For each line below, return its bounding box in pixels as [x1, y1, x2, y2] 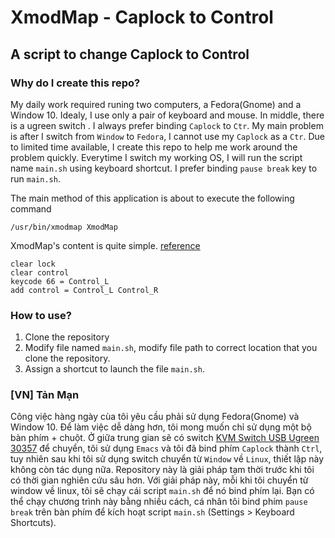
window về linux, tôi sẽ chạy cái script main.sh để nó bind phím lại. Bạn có [10, 485, 315, 497]
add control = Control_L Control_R [10, 285, 159, 295]
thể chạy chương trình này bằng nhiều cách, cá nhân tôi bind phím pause [10, 496, 308, 508]
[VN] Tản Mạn [10, 388, 80, 402]
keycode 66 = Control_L [10, 276, 110, 286]
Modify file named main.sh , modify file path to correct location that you [24, 342, 318, 354]
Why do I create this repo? [10, 76, 141, 90]
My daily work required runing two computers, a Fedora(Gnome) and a [10, 98, 302, 110]
